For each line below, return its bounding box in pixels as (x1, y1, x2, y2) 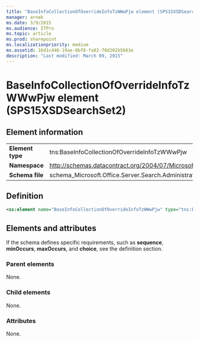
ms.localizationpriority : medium (6, 42, 89, 48)
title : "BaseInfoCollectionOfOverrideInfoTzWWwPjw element (6, 8, 155, 15)
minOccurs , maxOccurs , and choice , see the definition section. (6, 245, 163, 252)
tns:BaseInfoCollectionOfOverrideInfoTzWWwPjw (49, 148, 188, 156)
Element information (6, 127, 84, 137)
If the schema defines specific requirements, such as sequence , (6, 239, 164, 246)
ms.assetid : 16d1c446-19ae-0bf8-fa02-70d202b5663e (6, 47, 134, 53)
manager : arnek (6, 14, 44, 20)
